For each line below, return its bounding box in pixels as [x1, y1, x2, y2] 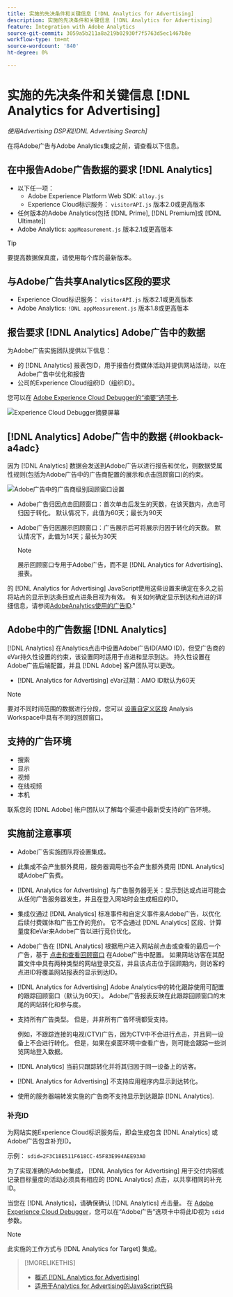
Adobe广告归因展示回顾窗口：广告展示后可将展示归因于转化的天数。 [17, 524, 214, 532]
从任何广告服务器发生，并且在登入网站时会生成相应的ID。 [17, 894, 182, 903]
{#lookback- [168, 431, 224, 443]
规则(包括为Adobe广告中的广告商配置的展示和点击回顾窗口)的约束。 [13, 470, 207, 479]
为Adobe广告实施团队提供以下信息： [7, 346, 112, 355]
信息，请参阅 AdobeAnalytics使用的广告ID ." [13, 602, 136, 610]
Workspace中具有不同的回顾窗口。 [7, 713, 107, 721]
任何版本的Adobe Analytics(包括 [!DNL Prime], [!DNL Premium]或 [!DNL [17, 209, 222, 217]
